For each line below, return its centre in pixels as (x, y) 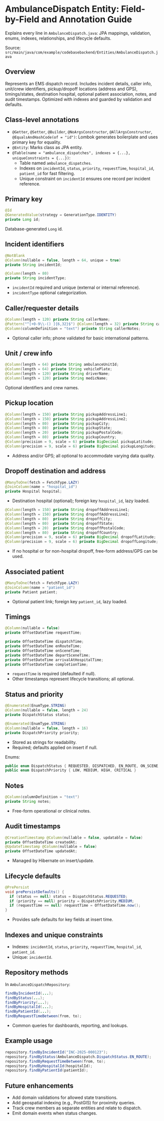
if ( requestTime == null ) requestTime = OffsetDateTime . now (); (75, 906)
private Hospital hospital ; (34, 491)
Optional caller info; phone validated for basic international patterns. (81, 338)
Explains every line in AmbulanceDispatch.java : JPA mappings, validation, (78, 33)
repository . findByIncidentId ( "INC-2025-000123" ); (57, 1052)
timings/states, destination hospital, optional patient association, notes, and (81, 94)
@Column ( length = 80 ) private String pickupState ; (59, 428)
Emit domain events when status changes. (55, 1113)
